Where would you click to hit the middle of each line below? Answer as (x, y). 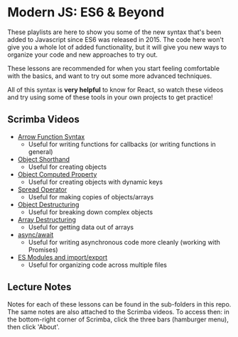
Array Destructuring (47, 219)
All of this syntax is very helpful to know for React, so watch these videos (115, 89)
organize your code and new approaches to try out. (83, 55)
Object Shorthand (43, 159)
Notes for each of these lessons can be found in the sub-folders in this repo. (119, 304)
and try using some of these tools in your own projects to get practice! (110, 97)
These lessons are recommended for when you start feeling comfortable (114, 68)
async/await (36, 234)
